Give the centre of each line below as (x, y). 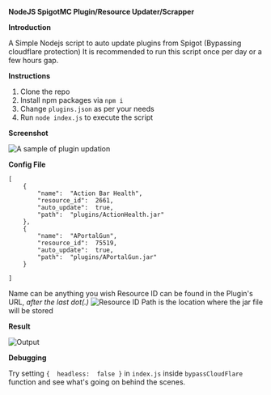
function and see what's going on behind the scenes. (97, 382)
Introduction (30, 27)
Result (19, 326)
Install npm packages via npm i (72, 100)
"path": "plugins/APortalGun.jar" (97, 257)
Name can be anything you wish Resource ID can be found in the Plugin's (131, 293)
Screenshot (28, 133)
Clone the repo (45, 91)
